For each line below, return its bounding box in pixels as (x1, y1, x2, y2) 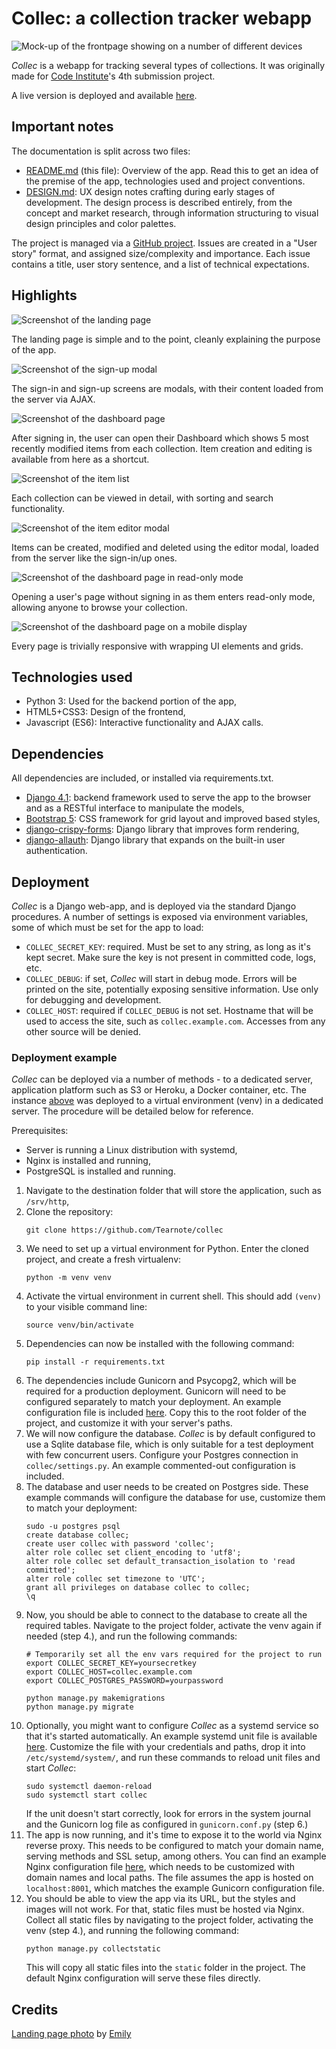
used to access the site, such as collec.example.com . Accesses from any (25, 1015, 326, 1027)
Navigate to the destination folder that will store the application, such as (25, 1185, 322, 1197)
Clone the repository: (25, 1206, 114, 1218)
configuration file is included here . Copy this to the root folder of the (25, 1407, 307, 1419)
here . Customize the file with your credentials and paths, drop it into (25, 1741, 306, 1753)
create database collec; (25, 1530, 130, 1541)
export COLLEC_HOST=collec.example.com (25, 1667, 193, 1677)
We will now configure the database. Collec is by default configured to (25, 1428, 316, 1440)
